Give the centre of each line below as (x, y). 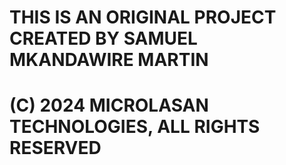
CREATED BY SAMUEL (103, 38)
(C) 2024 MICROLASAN (109, 105)
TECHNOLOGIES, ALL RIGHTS (135, 127)
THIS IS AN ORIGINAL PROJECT (143, 17)
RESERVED (55, 148)
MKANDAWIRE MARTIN (109, 60)
